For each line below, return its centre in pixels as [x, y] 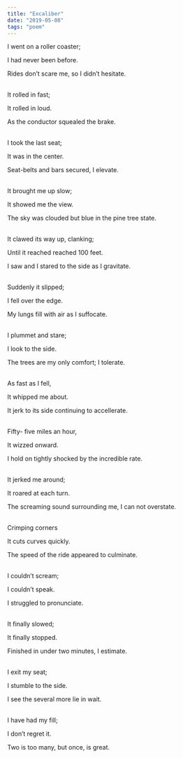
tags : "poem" [26, 27]
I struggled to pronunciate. [45, 603]
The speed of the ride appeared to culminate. [72, 555]
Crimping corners [32, 528]
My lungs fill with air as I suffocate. [57, 314]
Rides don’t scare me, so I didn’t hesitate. [67, 73]
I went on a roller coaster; [44, 47]
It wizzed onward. [33, 445]
